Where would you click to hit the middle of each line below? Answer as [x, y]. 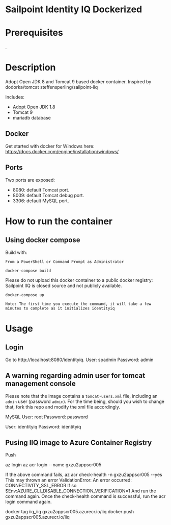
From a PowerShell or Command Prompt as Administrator [65, 261]
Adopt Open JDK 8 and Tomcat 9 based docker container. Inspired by [78, 82]
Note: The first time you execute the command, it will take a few [78, 304]
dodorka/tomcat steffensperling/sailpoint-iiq [52, 87]
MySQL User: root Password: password [47, 417]
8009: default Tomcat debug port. [48, 195]
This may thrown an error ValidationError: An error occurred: [69, 480]
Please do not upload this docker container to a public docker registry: [79, 280]
